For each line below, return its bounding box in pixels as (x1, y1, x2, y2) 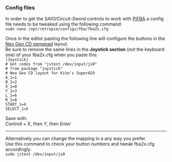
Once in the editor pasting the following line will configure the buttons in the (5, 35, 165, 42)
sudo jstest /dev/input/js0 (5, 152, 66, 157)
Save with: (5, 115, 28, 122)
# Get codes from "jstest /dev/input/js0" (5, 62, 97, 67)
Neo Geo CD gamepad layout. (5, 41, 69, 47)
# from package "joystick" (5, 66, 63, 72)
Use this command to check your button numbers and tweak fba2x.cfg (5, 141, 155, 147)
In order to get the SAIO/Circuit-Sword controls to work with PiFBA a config (5, 16, 164, 22)
